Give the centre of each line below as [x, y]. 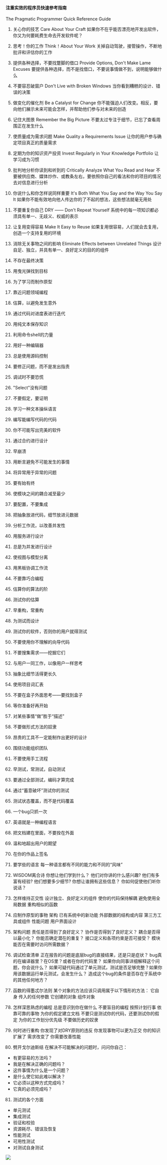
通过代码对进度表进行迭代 [39, 314]
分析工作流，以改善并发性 [39, 526]
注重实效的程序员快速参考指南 [36, 7]
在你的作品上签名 [30, 854]
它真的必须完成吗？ [33, 1089]
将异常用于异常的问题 [35, 473]
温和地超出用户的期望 [35, 843]
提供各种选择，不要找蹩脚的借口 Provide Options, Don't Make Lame [82, 63]
